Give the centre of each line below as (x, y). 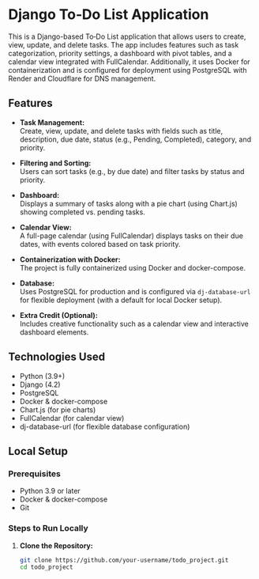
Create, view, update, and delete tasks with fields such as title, (121, 131)
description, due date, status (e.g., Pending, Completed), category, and (135, 139)
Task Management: (52, 122)
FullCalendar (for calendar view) (72, 418)
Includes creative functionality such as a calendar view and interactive (134, 324)
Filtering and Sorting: (55, 163)
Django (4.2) (40, 384)
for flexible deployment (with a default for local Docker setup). (121, 300)
